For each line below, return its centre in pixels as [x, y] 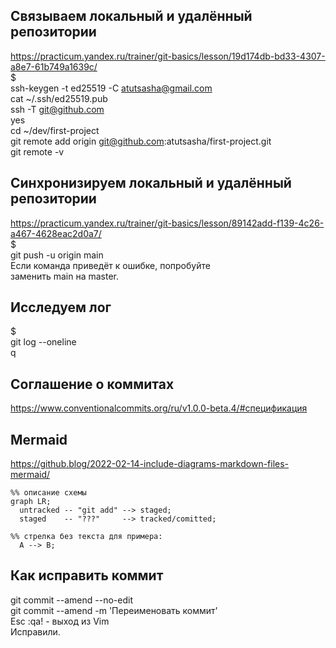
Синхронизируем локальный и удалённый [151, 183]
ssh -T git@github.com [57, 109]
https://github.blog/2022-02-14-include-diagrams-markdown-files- [150, 464]
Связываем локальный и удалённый [131, 16]
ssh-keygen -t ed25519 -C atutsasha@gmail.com [111, 88]
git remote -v [37, 151]
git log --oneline [43, 342]
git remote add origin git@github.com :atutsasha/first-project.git [141, 141]
